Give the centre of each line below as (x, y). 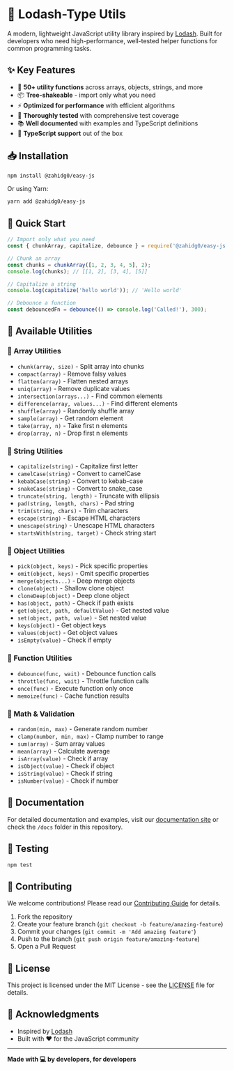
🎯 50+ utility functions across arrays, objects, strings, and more (110, 87)
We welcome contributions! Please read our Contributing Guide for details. (114, 903)
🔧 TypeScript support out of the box (70, 133)
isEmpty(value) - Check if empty (64, 640)
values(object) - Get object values (68, 633)
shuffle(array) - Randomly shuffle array (76, 411)
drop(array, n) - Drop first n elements (72, 433)
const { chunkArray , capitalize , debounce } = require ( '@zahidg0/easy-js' (118, 246)
